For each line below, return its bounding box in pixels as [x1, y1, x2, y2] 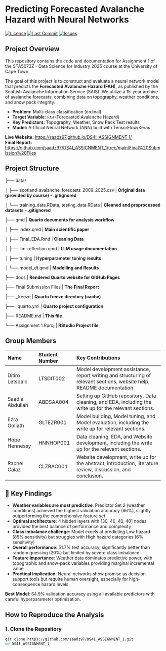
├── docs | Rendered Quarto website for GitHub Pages [5, 274, 120, 280]
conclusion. [76, 472, 104, 479]
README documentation [76, 384, 133, 391]
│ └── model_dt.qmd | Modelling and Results [5, 265, 99, 271]
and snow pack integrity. [5, 99, 55, 105]
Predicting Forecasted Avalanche [5, 3, 145, 15]
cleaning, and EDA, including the [76, 399, 152, 406]
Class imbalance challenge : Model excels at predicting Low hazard [12, 529, 150, 535]
